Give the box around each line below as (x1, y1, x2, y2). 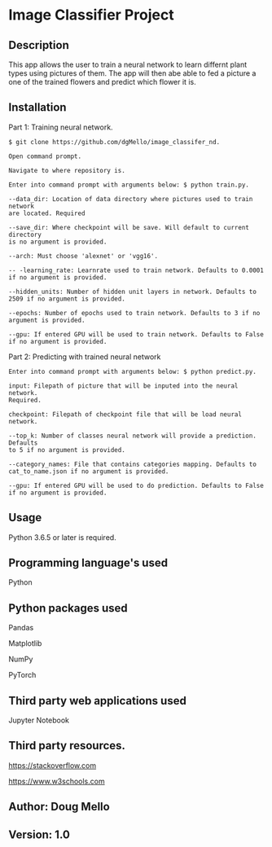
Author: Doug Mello (8, 800, 110, 814)
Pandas (8, 623, 34, 633)
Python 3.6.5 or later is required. (8, 532, 116, 542)
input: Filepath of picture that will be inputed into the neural (8, 381, 239, 390)
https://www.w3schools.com (8, 776, 105, 786)
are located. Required (8, 209, 86, 217)
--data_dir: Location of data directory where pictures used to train (8, 195, 253, 203)
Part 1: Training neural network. (8, 122, 113, 132)
